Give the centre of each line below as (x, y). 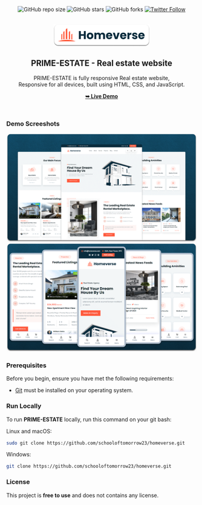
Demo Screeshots (33, 123)
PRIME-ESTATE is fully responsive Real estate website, (102, 78)
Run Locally (24, 406)
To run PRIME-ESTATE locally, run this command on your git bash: (89, 419)
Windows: (19, 455)
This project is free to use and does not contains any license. (83, 495)
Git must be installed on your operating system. (74, 390)
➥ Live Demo (102, 96)
